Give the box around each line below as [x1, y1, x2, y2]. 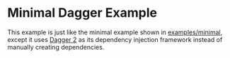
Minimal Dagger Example [7, 5, 158, 21]
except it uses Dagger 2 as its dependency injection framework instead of [7, 35, 223, 43]
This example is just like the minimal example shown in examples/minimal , [7, 28, 223, 36]
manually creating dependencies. [7, 43, 105, 51]
